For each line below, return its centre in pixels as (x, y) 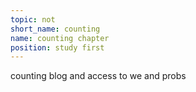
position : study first (57, 47)
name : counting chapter (60, 38)
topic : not (33, 19)
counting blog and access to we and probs (98, 76)
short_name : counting (55, 29)
